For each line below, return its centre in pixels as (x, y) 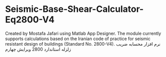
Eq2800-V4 (30, 20)
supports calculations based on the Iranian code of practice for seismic (78, 39)
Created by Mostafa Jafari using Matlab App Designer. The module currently (83, 33)
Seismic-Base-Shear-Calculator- (74, 9)
